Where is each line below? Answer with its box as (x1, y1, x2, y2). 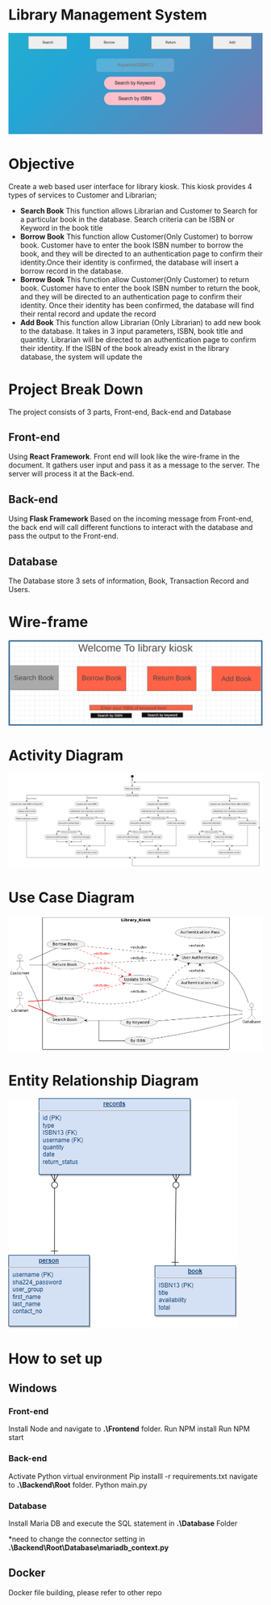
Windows (8, 1382, 57, 1395)
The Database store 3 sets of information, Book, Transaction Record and (8, 576, 249, 586)
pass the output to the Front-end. (8, 531, 119, 541)
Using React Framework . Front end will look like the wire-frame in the (8, 451, 240, 462)
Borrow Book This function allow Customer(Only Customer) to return (19, 274, 250, 284)
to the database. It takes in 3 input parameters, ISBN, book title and (19, 326, 244, 336)
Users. (8, 585, 31, 595)
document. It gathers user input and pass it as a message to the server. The (8, 460, 261, 470)
